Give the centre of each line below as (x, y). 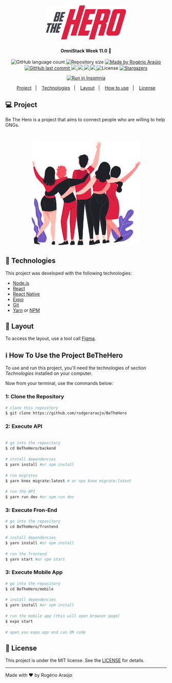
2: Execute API (24, 426)
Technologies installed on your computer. (49, 373)
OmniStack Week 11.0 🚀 (86, 51)
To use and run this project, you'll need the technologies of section (76, 368)
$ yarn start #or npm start (35, 559)
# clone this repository (32, 408)
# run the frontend (26, 554)
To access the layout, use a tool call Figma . (51, 338)
